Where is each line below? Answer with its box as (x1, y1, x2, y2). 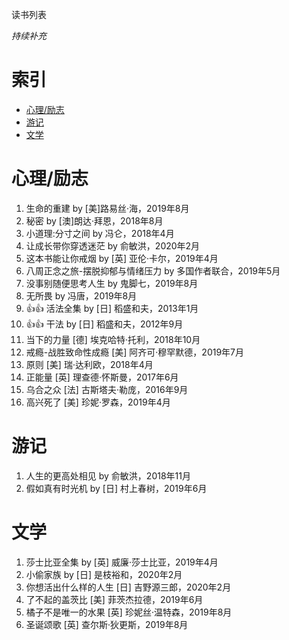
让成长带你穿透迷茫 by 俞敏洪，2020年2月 (25, 239, 201, 252)
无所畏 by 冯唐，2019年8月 (25, 289, 138, 302)
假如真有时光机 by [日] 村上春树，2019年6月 (25, 482, 208, 494)
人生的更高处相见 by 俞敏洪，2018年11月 (25, 469, 191, 482)
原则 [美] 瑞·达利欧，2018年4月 (25, 358, 154, 370)
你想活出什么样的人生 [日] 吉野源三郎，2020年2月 (25, 581, 232, 593)
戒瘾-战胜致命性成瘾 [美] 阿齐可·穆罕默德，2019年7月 (25, 346, 245, 358)
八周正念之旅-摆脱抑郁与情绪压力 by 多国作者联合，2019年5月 (25, 264, 281, 277)
